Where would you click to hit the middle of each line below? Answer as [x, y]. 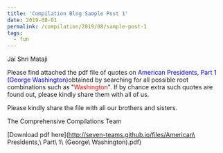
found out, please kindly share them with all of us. [78, 95]
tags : [15, 33]
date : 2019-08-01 [32, 20]
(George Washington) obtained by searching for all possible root [98, 80]
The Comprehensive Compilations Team [64, 121]
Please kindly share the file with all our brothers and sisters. [92, 108]
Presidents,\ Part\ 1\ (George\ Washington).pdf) [74, 142]
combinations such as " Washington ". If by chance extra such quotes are [110, 87]
